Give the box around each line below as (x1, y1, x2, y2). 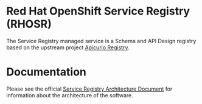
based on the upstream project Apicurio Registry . (6, 44, 130, 51)
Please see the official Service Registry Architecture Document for (6, 85, 173, 92)
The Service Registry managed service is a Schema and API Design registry (6, 37, 197, 44)
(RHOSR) (6, 17, 52, 31)
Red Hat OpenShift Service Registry (6, 4, 190, 18)
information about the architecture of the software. (6, 91, 134, 99)
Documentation (6, 65, 87, 79)
